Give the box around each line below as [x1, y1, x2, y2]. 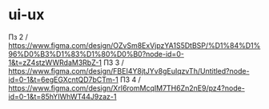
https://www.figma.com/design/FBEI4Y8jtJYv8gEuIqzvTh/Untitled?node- [8, 66, 250, 75]
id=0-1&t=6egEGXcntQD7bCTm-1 [8, 75, 118, 84]
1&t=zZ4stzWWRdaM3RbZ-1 [8, 58, 102, 67]
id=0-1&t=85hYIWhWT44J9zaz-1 [8, 91, 117, 101]
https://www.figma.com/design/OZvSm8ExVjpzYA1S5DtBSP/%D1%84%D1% [8, 40, 261, 50]
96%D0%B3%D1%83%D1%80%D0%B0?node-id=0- [8, 49, 184, 59]
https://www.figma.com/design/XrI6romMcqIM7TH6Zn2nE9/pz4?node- [8, 83, 246, 93]
